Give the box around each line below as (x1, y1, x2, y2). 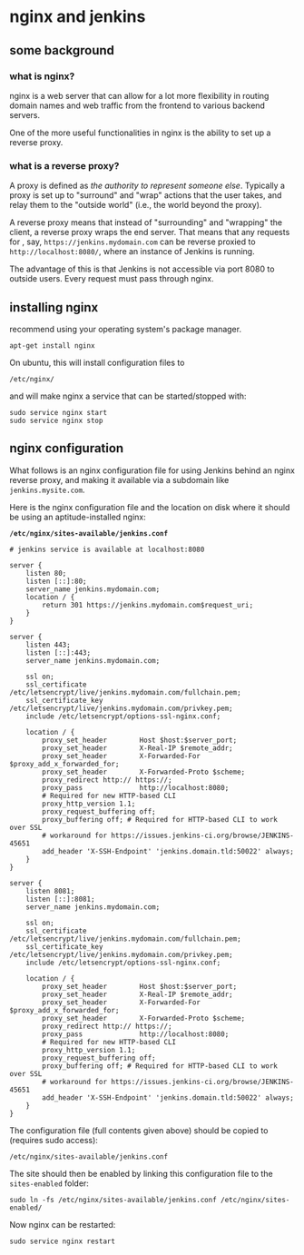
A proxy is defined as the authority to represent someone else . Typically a (9, 180, 286, 192)
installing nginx (9, 300, 99, 315)
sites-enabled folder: (9, 1178, 89, 1189)
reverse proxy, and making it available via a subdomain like (9, 474, 230, 485)
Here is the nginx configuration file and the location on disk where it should (9, 501, 290, 512)
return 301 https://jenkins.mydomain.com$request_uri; (42, 600, 254, 609)
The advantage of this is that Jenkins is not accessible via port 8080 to (9, 263, 275, 274)
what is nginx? (9, 70, 75, 83)
